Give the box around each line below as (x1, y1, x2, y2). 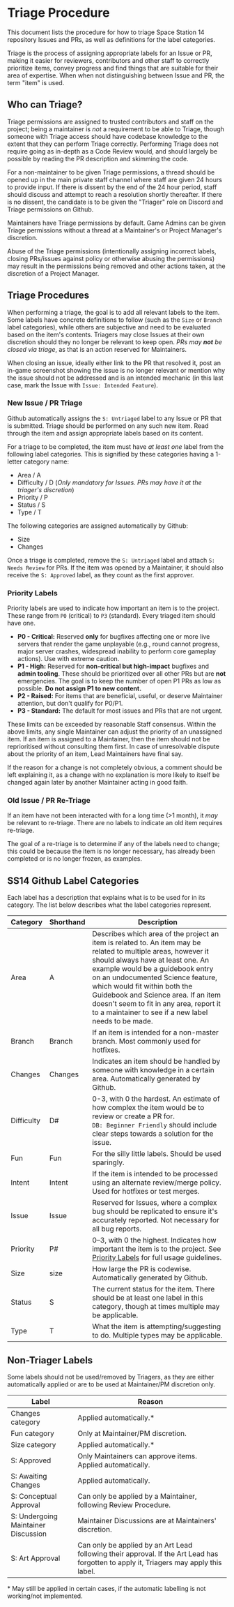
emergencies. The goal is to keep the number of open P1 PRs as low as (17, 677, 221, 686)
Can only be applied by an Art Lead (77, 1541, 193, 1550)
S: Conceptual (10, 1492, 57, 1502)
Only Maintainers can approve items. (77, 1451, 197, 1461)
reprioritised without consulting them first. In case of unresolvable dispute (7, 742, 219, 751)
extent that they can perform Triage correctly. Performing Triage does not (7, 140, 219, 148)
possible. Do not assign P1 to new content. (17, 684, 142, 693)
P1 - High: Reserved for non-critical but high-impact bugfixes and (17, 662, 210, 671)
